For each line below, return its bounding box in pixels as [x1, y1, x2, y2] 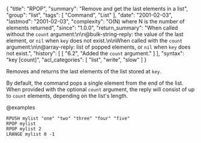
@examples [6, 104, 35, 111]
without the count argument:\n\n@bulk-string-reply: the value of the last [6, 31, 184, 38]
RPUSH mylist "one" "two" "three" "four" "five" [6, 115, 130, 121]
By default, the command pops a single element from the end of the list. [6, 79, 184, 87]
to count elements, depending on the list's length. [6, 93, 128, 99]
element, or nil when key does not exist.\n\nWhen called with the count [6, 37, 183, 44]
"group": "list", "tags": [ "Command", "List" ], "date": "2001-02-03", [6, 11, 173, 19]
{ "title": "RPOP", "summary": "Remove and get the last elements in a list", [6, 5, 188, 12]
